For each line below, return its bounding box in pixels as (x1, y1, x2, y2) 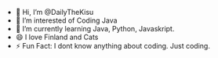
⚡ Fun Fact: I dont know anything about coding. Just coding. (15, 42, 210, 50)
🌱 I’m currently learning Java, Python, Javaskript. (15, 24, 175, 33)
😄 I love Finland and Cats (15, 32, 99, 42)
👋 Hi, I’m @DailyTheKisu (15, 8, 94, 16)
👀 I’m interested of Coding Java (15, 16, 118, 25)
